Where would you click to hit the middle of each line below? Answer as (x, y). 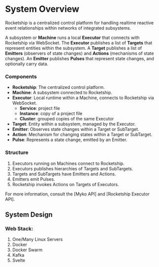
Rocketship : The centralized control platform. (58, 87)
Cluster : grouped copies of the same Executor (67, 119)
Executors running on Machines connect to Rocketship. (68, 163)
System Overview (42, 9)
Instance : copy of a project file (51, 114)
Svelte (19, 261)
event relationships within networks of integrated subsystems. (68, 28)
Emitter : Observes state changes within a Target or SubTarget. (76, 129)
